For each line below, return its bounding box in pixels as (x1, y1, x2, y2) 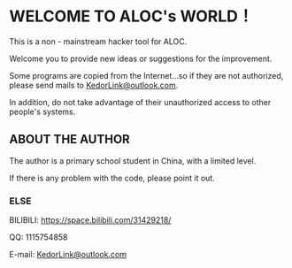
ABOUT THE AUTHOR (9, 132, 130, 147)
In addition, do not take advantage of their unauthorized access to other (9, 96, 272, 107)
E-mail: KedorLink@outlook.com (9, 249, 127, 260)
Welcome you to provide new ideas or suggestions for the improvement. (9, 53, 273, 64)
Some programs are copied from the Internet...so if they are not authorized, (9, 70, 284, 80)
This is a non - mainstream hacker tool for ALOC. (9, 35, 188, 47)
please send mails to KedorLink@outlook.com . (9, 80, 179, 90)
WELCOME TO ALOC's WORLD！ (9, 6, 254, 27)
